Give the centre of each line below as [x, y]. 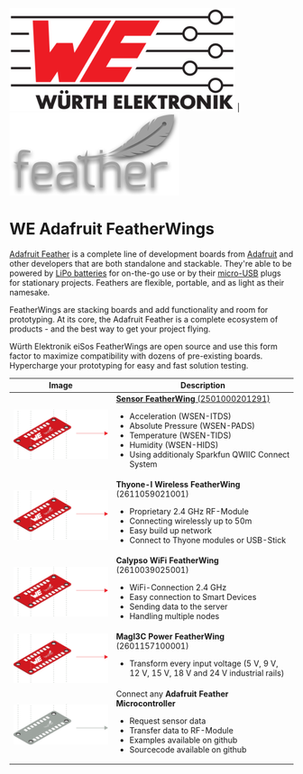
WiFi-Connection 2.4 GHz [178, 587]
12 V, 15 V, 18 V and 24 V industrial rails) [207, 673]
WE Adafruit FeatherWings [112, 229]
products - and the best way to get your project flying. [110, 329]
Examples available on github [184, 740]
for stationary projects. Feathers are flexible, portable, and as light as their [147, 282]
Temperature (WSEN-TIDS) [180, 435]
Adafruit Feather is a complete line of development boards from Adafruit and [151, 254]
